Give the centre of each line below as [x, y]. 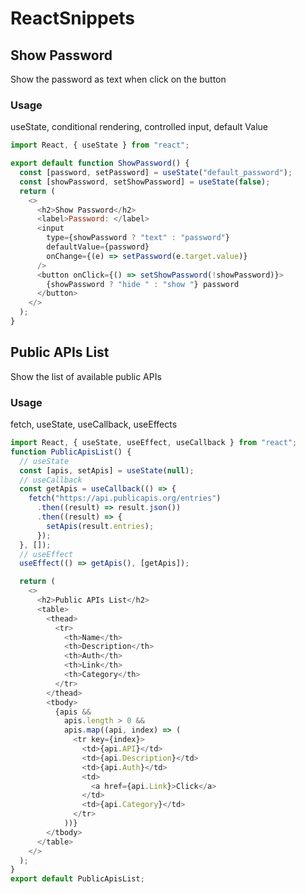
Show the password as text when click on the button [118, 79]
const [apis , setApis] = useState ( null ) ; [107, 470]
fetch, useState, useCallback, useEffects [94, 424]
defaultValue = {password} [98, 247]
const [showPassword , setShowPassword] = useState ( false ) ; [145, 182]
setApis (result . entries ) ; [100, 526]
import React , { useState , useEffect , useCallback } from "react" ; [154, 443]
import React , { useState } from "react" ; [100, 145]
